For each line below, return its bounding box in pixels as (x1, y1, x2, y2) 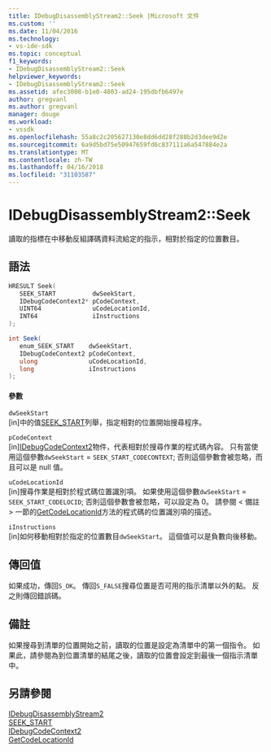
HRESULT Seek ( (8, 282, 57, 290)
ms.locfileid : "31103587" (8, 171, 96, 179)
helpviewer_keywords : (8, 72, 82, 81)
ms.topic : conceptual (8, 50, 82, 58)
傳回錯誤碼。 (22, 591, 66, 601)
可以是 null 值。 (15, 462, 68, 472)
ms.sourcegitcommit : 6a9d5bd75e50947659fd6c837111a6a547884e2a (8, 140, 228, 149)
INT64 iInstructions (19, 313, 140, 321)
